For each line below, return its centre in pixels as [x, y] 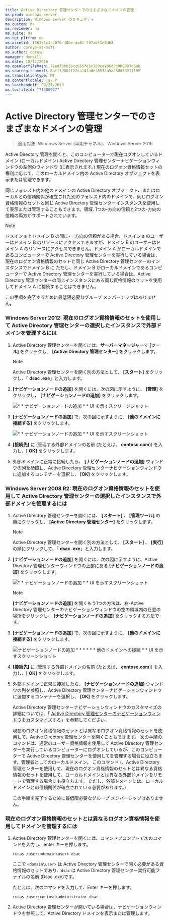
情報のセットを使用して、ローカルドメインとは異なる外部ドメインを [83, 775]
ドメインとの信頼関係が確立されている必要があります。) [69, 787]
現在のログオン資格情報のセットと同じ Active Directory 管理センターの [78, 261]
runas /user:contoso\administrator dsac [55, 897]
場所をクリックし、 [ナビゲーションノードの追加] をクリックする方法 [83, 616]
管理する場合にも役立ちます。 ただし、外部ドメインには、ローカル [95, 781]
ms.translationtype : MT [30, 76]
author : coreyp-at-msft [30, 47]
